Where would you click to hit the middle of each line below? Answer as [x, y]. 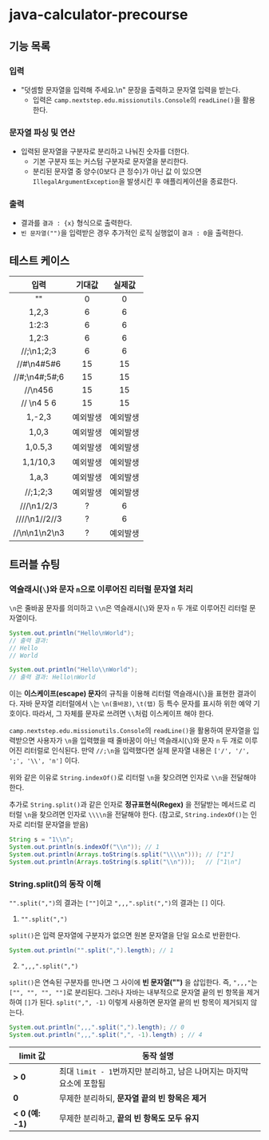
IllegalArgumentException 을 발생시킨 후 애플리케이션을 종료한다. [135, 181]
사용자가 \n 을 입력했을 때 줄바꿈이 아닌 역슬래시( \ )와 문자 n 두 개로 [140, 740]
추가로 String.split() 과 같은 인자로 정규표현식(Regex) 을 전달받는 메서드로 [128, 804]
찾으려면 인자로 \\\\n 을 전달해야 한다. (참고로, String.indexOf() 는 [144, 815]
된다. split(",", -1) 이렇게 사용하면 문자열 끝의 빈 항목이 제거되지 [144, 1002]
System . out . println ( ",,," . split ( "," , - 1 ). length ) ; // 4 [106, 1034]
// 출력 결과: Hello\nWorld [52, 677]
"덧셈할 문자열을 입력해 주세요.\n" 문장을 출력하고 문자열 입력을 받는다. [131, 90]
